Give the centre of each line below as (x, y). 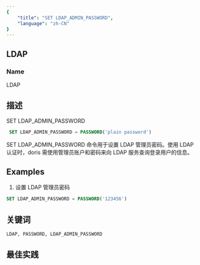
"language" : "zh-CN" (43, 23)
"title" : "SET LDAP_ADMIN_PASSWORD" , (65, 18)
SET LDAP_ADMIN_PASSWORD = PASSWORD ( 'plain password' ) (80, 132)
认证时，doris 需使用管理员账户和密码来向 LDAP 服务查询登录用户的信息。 (100, 152)
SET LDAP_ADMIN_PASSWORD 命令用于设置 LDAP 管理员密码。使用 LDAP (100, 144)
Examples (25, 172)
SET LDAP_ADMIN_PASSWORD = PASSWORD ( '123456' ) (67, 199)
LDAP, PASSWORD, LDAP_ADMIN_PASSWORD (54, 234)
